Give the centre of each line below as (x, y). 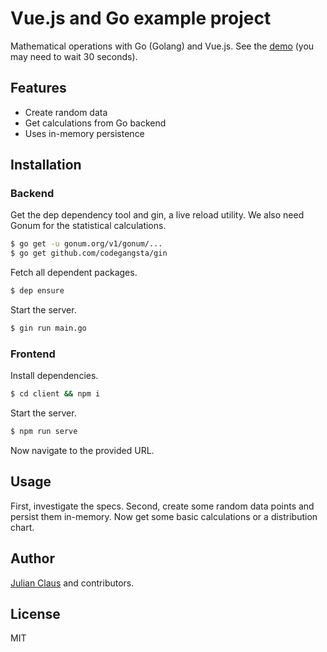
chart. (22, 527)
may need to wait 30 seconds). (74, 56)
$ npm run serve (44, 432)
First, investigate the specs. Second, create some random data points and (162, 506)
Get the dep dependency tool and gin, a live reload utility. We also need (157, 215)
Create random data (66, 112)
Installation (46, 165)
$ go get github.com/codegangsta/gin (89, 253)
